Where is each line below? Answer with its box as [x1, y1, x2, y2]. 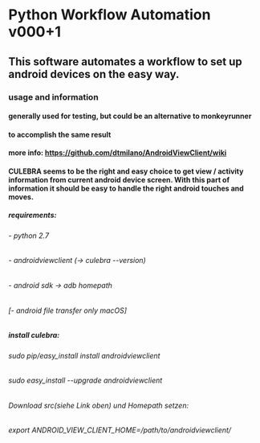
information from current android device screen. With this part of [8, 174, 230, 184]
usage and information [8, 91, 99, 102]
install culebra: [8, 330, 60, 340]
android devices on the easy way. [8, 67, 180, 81]
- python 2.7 [8, 231, 50, 240]
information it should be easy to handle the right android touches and [8, 183, 245, 193]
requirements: [8, 211, 57, 220]
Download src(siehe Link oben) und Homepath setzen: [8, 400, 189, 410]
